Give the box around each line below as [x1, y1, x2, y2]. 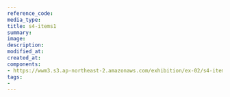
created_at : [7, 55, 41, 61]
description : [7, 42, 44, 48]
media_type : [7, 16, 41, 23]
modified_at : [7, 48, 44, 55]
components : [7, 61, 41, 68]
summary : [7, 29, 32, 36]
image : [7, 36, 26, 42]
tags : [7, 73, 23, 81]
